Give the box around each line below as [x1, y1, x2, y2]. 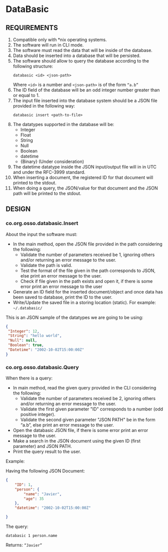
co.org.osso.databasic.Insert [5, 220, 78, 227]
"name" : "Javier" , [23, 491, 62, 496]
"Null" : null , [7, 338, 37, 343]
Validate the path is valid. [20, 262, 72, 268]
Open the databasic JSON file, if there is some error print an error [12, 427, 148, 433]
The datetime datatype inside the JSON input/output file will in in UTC [12, 164, 157, 169]
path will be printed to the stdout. [12, 190, 81, 196]
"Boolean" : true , [7, 342, 44, 348]
